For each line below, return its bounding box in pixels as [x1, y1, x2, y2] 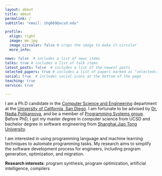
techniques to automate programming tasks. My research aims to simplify [5, 141, 151, 147]
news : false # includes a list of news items [5, 56, 100, 61]
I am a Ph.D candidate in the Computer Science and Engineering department [5, 100, 157, 106]
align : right [9, 34, 36, 39]
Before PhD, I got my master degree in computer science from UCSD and [5, 116, 150, 121]
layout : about [5, 7, 34, 12]
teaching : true [5, 78, 36, 84]
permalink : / [5, 16, 31, 21]
